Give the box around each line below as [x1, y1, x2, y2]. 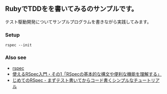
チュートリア [133, 77, 160, 83]
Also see [5, 54, 27, 61]
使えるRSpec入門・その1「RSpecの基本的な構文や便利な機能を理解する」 [12, 71, 162, 77]
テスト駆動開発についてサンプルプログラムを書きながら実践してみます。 [5, 19, 152, 25]
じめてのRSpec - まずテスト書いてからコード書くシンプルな [12, 77, 134, 83]
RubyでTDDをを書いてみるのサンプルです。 [5, 4, 138, 13]
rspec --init [5, 43, 32, 48]
